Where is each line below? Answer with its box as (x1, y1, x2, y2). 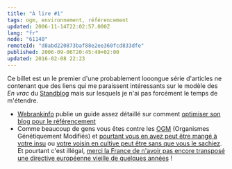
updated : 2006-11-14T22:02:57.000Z (7, 23, 110, 30)
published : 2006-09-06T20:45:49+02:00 (7, 49, 119, 56)
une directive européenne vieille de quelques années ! (17, 154, 172, 162)
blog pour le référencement (17, 117, 96, 125)
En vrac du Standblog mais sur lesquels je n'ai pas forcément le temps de (7, 89, 218, 97)
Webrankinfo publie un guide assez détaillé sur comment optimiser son (17, 109, 221, 118)
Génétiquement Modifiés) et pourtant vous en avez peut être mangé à (17, 132, 217, 140)
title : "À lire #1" (7, 10, 64, 17)
